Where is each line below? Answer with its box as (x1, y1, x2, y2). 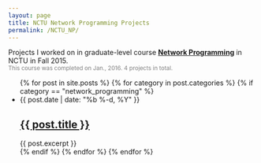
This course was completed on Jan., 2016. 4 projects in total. (8, 65, 173, 72)
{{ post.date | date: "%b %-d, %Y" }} (19, 95, 140, 105)
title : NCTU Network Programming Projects (8, 19, 150, 27)
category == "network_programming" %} (19, 87, 155, 96)
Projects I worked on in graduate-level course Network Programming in (8, 48, 243, 57)
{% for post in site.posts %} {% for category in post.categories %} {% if (19, 78, 254, 87)
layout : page (8, 11, 51, 20)
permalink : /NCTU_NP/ (8, 26, 80, 34)
